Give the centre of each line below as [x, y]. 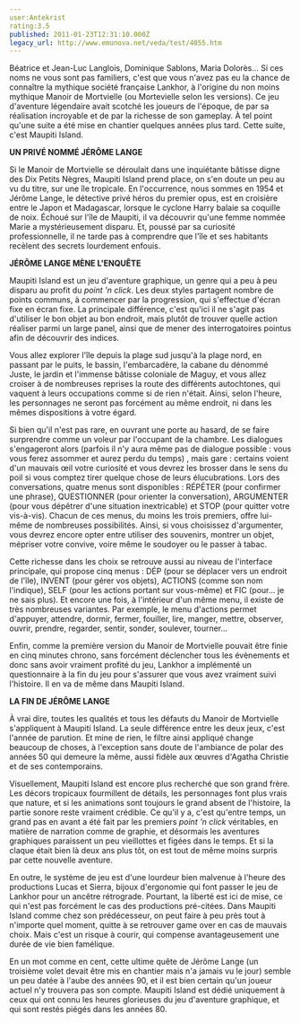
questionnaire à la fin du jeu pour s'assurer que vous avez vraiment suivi [143, 675]
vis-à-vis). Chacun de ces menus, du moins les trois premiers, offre [134, 516]
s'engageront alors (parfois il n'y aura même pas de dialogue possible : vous [150, 449]
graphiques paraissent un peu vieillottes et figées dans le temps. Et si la [141, 841]
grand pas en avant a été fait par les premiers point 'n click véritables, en [144, 822]
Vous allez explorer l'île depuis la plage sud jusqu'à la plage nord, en [136, 355]
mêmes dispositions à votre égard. [73, 413]
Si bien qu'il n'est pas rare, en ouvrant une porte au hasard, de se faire [140, 430]
